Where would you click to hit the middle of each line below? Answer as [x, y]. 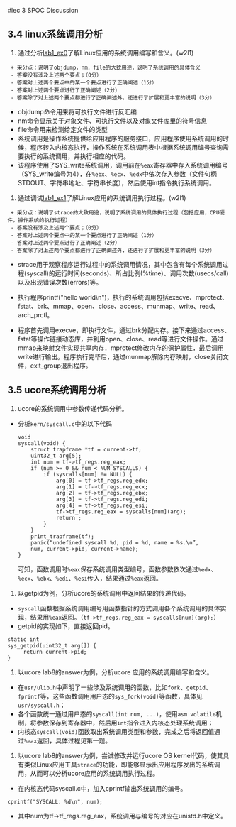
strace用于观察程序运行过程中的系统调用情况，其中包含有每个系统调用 [120, 264]
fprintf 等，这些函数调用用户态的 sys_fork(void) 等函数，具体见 [110, 696]
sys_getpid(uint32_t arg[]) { [52, 645]
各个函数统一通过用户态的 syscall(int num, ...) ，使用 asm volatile [117, 713]
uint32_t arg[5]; [56, 456]
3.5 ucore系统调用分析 [57, 390]
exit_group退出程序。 [61, 366]
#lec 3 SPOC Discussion [43, 10]
